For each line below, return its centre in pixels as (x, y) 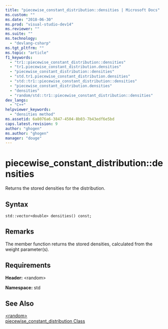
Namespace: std (23, 287)
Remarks (20, 232)
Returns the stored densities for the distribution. (55, 188)
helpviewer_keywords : (28, 110)
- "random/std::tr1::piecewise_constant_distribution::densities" (81, 95)
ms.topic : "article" (27, 53)
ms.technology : (21, 39)
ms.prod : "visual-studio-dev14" (39, 24)
